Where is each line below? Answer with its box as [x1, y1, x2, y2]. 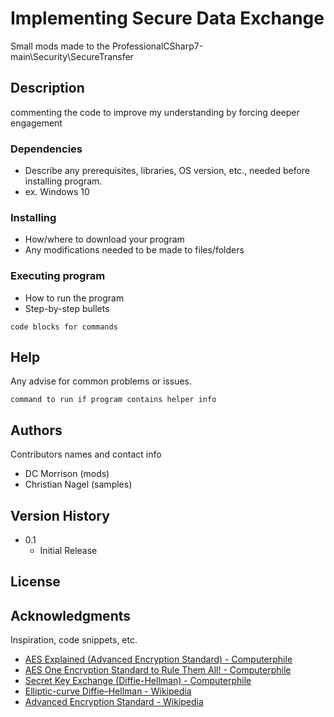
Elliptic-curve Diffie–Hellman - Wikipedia [24, 685, 192, 697]
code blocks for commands [10, 322, 118, 332]
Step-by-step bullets [24, 302, 110, 314]
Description [10, 80, 85, 97]
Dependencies [10, 142, 83, 156]
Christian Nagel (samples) [24, 478, 133, 491]
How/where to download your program [24, 233, 185, 246]
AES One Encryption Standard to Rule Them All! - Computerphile [24, 664, 292, 676]
